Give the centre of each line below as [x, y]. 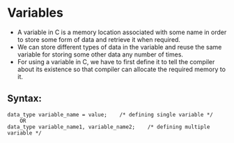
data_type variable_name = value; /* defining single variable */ [110, 114]
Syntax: [24, 99]
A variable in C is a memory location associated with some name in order [122, 32]
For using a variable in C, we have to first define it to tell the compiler [116, 61]
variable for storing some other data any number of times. [100, 54]
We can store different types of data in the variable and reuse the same [119, 47]
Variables [36, 13]
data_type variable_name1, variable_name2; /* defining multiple [109, 127]
